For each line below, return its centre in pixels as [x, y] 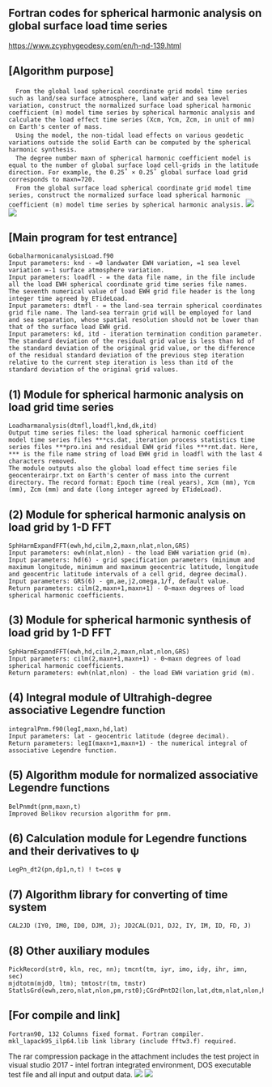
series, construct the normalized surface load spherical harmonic [125, 195]
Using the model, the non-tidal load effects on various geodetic [130, 135]
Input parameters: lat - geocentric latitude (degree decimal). [119, 736]
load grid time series [61, 407]
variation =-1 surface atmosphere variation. [86, 271]
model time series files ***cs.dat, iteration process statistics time [132, 440]
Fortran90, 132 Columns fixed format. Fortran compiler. [106, 1034]
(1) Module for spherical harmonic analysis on [126, 394]
